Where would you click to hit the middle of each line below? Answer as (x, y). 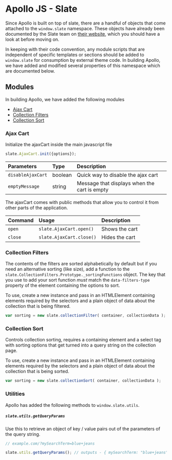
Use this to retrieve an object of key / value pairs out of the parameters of (83, 429)
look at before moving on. (33, 39)
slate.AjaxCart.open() (66, 229)
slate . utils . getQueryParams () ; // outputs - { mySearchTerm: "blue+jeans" (87, 453)
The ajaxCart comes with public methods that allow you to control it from (82, 202)
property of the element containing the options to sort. (63, 285)
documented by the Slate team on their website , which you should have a (83, 34)
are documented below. (30, 71)
